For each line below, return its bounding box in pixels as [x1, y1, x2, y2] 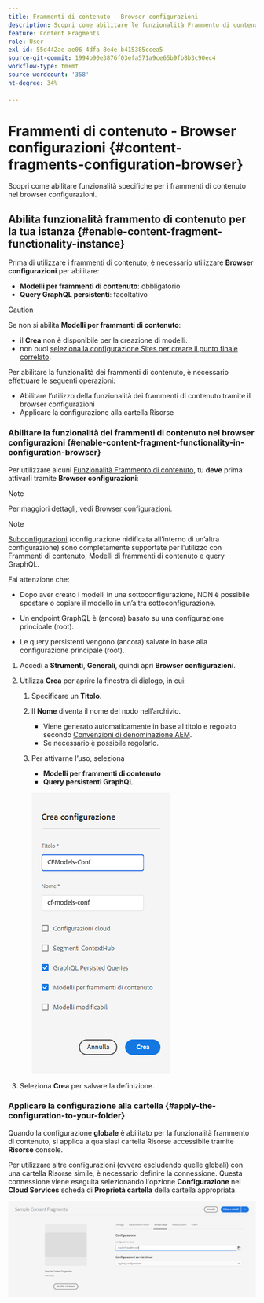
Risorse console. [8, 1144, 64, 1154]
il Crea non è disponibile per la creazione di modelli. [19, 336, 188, 345]
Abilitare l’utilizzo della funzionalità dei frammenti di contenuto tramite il [19, 391, 251, 401]
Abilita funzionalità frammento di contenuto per [8, 212, 246, 226]
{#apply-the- [164, 1100, 216, 1111]
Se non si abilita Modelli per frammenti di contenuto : [8, 321, 181, 330]
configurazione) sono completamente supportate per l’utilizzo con [8, 542, 222, 552]
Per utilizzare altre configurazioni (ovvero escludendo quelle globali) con [8, 1160, 244, 1169]
